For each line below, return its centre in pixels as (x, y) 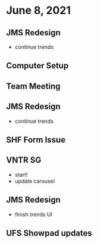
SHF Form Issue (36, 139)
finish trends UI (33, 214)
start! (21, 174)
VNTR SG (24, 160)
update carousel (35, 181)
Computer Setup (37, 66)
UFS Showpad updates (49, 233)
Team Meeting (33, 86)
